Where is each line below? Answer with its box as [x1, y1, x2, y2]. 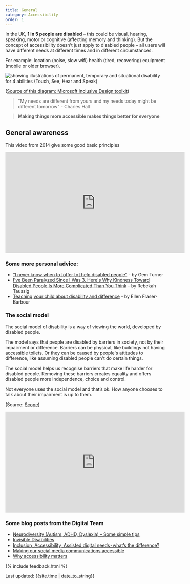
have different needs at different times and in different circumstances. [5, 47, 153, 54]
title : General [5, 7, 38, 13]
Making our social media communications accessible [12, 548, 124, 554]
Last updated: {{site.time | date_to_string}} [5, 573, 95, 579]
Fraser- [142, 293, 158, 300]
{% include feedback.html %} [5, 563, 68, 569]
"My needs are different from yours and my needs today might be [17, 98, 157, 104]
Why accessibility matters [12, 553, 68, 559]
